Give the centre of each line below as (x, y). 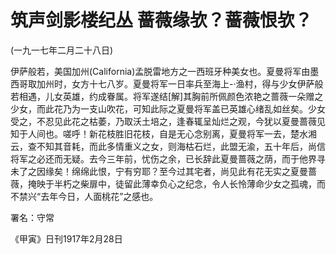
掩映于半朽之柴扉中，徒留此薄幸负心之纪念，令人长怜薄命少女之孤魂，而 (176, 183)
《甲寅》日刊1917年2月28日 (66, 238)
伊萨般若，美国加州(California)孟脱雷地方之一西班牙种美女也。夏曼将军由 (160, 71)
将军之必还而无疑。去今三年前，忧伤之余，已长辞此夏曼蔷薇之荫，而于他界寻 (168, 158)
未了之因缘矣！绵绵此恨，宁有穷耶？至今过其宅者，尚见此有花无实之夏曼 (159, 171)
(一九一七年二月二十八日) (62, 50)
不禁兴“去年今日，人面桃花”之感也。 (84, 196)
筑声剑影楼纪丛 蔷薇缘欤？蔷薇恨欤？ (161, 20)
